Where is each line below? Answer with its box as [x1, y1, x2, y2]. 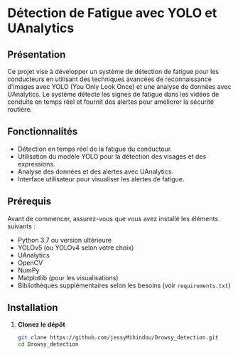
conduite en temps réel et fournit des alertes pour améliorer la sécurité [7, 97, 215, 106]
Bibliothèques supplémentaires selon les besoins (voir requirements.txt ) [17, 281, 231, 290]
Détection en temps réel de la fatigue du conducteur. [17, 144, 173, 153]
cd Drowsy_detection [17, 341, 79, 348]
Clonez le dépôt [17, 320, 65, 329]
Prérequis [7, 196, 52, 208]
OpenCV [17, 258, 43, 267]
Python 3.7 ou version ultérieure [17, 235, 112, 244]
